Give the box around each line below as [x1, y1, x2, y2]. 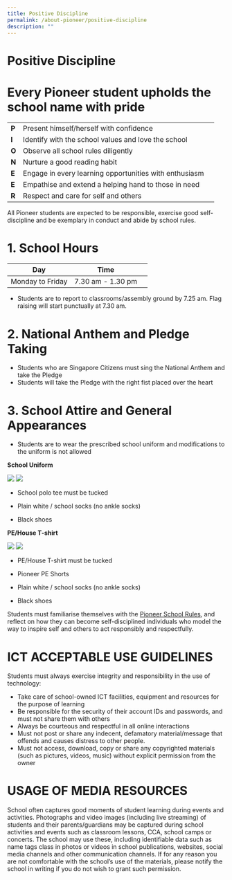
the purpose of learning [17, 700, 85, 708]
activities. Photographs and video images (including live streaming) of [7, 814, 206, 822]
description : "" [7, 23, 54, 30]
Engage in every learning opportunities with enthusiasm [23, 168, 204, 178]
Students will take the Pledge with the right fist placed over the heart [17, 378, 213, 387]
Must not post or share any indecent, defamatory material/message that [17, 729, 223, 737]
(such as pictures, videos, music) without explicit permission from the [17, 751, 216, 760]
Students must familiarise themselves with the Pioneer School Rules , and [7, 610, 215, 618]
